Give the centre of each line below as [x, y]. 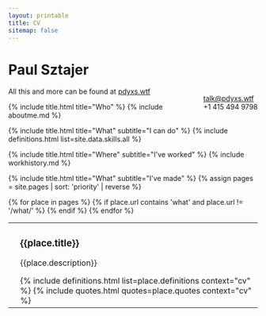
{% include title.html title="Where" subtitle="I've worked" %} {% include [126, 155]
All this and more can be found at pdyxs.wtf [79, 91]
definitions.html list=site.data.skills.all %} [75, 139]
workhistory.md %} [40, 163]
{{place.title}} [50, 243]
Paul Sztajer [49, 69]
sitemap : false [33, 30]
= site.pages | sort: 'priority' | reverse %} [75, 187]
